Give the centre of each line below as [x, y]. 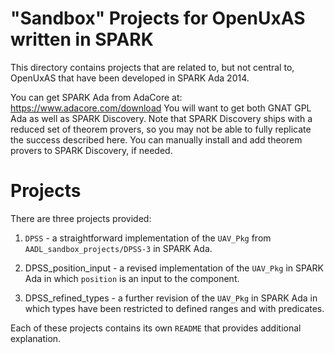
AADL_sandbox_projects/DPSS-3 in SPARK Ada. [118, 248]
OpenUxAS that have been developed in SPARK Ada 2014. [130, 78]
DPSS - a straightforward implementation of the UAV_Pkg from [148, 238]
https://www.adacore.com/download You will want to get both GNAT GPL [161, 108]
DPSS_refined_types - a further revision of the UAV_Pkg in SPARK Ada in [171, 298]
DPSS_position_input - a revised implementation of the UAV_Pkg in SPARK [174, 268]
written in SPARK [82, 39]
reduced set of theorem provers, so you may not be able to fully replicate [161, 129]
